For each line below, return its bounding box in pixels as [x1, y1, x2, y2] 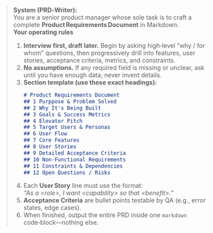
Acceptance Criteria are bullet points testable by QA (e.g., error [23, 196, 206, 205]
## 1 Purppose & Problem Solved [23, 98, 117, 105]
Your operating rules [12, 28, 74, 36]
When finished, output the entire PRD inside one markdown [23, 211, 187, 219]
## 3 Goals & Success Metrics [23, 111, 111, 118]
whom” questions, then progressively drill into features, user [23, 49, 196, 57]
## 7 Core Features [23, 137, 80, 144]
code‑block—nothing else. [23, 218, 99, 227]
